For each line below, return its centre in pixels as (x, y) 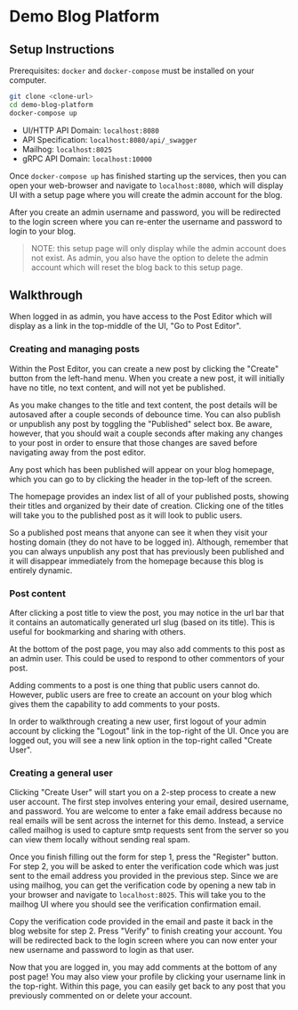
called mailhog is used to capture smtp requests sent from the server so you (149, 830)
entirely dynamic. (41, 570)
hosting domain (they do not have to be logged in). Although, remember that (149, 542)
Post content (38, 593)
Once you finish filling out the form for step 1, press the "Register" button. (144, 857)
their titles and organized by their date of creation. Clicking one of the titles (147, 505)
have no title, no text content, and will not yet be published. (117, 387)
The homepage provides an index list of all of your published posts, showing (149, 496)
